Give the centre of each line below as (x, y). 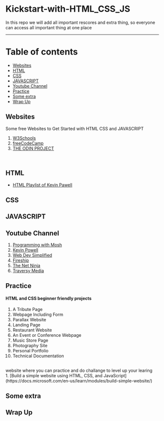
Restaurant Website (32, 330)
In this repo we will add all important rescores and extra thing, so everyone (80, 22)
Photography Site (30, 345)
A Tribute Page (27, 309)
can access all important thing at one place (49, 27)
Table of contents (42, 52)
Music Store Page (30, 340)
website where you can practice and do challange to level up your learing (79, 370)
